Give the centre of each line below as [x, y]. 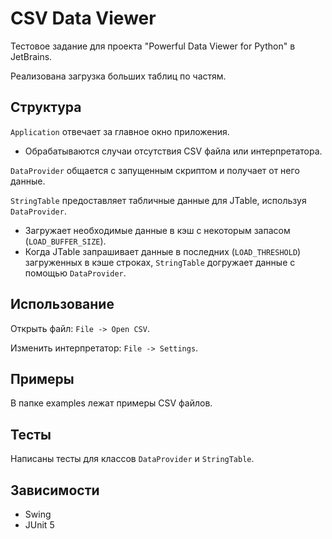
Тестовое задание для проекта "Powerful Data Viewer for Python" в [153, 46]
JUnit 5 [39, 525]
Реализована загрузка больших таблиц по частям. [118, 76]
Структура [46, 107]
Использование [62, 304]
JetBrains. [31, 56]
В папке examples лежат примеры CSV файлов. [111, 403]
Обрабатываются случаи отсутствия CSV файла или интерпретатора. [173, 151]
